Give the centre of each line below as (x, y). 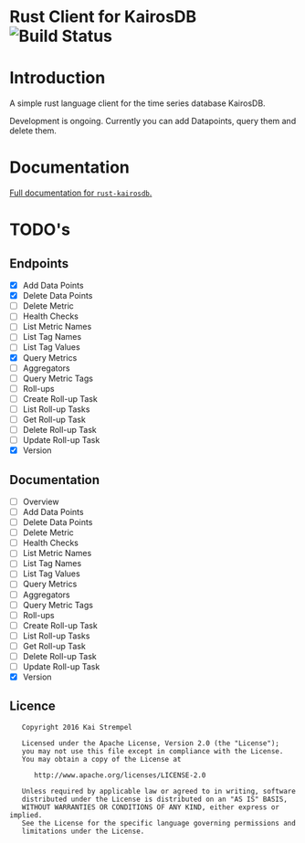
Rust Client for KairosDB (103, 17)
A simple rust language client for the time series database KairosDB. (138, 103)
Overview (41, 501)
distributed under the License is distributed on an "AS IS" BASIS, (154, 799)
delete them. (33, 131)
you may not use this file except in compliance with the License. (152, 751)
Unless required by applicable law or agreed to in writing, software (159, 791)
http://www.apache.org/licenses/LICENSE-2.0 (120, 775)
